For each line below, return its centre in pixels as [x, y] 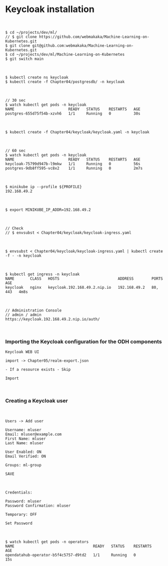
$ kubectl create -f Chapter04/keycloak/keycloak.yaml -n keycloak [77, 132]
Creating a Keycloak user [36, 401]
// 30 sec [16, 100]
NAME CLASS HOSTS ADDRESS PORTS [84, 278]
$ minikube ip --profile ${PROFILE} [44, 187]
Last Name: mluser [24, 443]
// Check [14, 228]
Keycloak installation [50, 9]
